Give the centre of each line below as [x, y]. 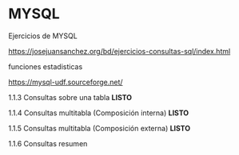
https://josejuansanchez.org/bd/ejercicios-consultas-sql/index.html [119, 51]
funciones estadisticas [46, 66]
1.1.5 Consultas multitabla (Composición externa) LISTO [100, 128]
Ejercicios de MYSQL [43, 36]
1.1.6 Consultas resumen [48, 143]
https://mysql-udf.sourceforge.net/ [66, 82]
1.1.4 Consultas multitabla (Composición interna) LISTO [99, 113]
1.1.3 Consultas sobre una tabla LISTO [70, 97]
